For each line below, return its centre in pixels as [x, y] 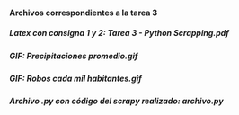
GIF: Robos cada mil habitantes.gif [75, 78]
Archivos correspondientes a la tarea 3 [84, 13]
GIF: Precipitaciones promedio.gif [74, 56]
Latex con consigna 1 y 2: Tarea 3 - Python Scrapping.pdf [119, 33]
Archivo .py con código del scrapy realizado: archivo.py [116, 101]
